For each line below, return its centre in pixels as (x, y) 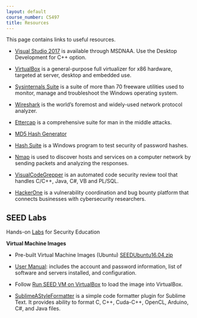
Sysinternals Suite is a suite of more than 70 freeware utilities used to (99, 87)
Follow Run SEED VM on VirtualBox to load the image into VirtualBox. (99, 284)
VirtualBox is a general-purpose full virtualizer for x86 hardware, (93, 69)
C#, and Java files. (38, 308)
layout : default (26, 12)
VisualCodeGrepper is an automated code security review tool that (96, 175)
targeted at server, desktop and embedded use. (73, 75)
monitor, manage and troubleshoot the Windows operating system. (96, 93)
